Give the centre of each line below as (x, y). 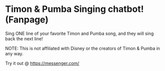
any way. (14, 54)
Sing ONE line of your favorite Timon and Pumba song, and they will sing (80, 33)
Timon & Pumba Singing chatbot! (75, 9)
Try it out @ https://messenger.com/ (42, 63)
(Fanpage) (27, 20)
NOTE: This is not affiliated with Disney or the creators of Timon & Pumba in (83, 48)
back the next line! (24, 39)
